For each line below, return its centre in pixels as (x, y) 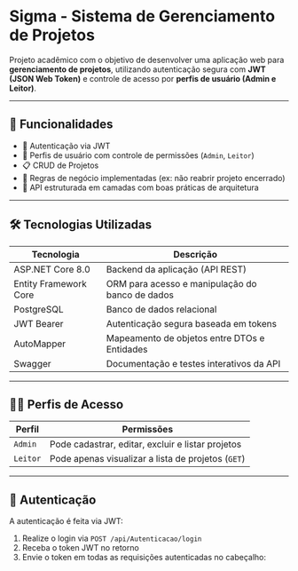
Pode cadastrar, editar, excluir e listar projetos (146, 444)
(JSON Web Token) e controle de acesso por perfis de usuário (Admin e (143, 78)
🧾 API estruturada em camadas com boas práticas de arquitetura (140, 187)
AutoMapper (40, 344)
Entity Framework (50, 283)
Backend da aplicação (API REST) (176, 269)
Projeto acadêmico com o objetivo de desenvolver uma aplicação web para (147, 59)
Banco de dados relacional (161, 309)
